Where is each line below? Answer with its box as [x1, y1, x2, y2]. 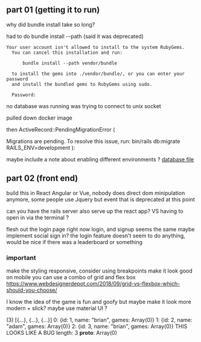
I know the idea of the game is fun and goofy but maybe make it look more [6, 298, 191, 305]
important [6, 253, 36, 262]
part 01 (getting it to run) [6, 5, 100, 15]
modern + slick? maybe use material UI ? [6, 305, 107, 312]
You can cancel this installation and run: [11, 50, 123, 56]
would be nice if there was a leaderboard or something [6, 238, 143, 245]
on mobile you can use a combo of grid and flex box [6, 273, 136, 280]
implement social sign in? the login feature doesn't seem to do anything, [6, 232, 185, 239]
